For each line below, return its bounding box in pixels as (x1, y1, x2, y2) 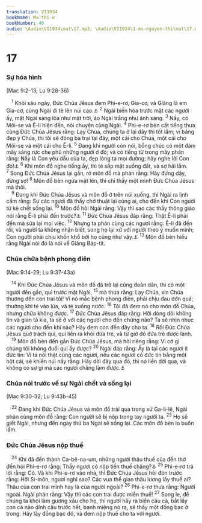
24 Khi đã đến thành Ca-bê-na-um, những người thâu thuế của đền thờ (11, 455, 186, 463)
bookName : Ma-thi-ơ (6, 14, 55, 21)
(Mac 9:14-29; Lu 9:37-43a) (6, 268, 75, 276)
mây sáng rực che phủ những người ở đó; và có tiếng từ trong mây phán (6, 148, 185, 156)
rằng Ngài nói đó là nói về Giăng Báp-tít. (6, 239, 106, 247)
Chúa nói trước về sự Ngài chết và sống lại (6, 379, 132, 388)
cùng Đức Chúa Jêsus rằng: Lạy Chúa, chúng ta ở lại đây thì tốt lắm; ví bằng (6, 128, 195, 136)
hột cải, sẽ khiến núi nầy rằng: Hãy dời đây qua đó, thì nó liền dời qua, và (6, 358, 186, 365)
